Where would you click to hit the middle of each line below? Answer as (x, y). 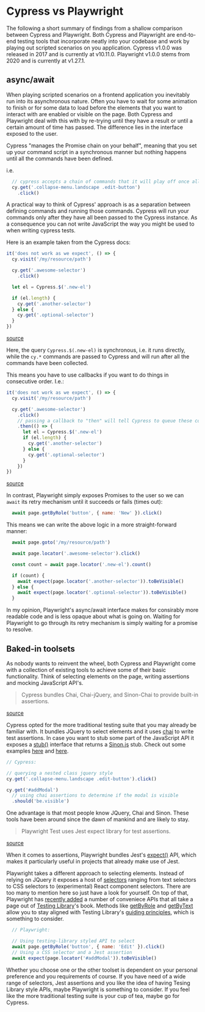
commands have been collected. (47, 363)
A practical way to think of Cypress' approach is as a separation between (99, 205)
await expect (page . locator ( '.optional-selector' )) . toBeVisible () (102, 593)
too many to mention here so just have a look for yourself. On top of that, (98, 893)
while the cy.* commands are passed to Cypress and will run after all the (98, 356)
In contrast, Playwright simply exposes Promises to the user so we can (95, 495)
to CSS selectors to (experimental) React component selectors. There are (99, 886)
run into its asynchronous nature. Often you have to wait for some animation (102, 101)
